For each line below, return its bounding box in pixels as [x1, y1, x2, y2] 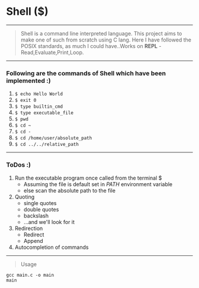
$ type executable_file [14, 110, 74, 116]
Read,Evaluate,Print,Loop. [20, 49, 84, 56]
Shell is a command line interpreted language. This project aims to [20, 30, 182, 37]
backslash [23, 212, 49, 219]
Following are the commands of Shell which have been [6, 69, 166, 77]
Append [23, 237, 43, 244]
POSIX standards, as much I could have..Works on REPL [20, 42, 158, 49]
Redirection [14, 225, 43, 232]
